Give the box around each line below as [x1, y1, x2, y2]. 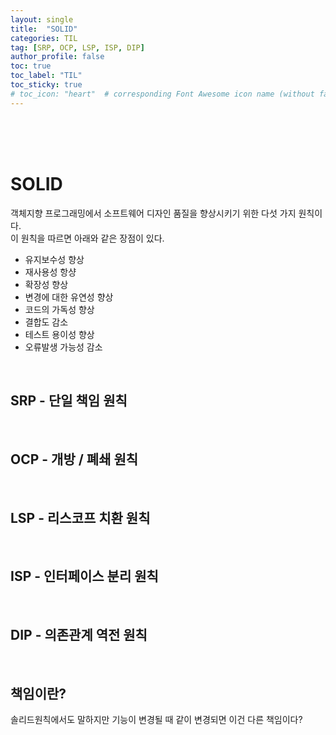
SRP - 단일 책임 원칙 [10, 392, 128, 409]
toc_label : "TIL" [10, 71, 83, 81]
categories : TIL [10, 33, 78, 43]
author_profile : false [10, 52, 105, 62]
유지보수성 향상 [24, 253, 85, 265]
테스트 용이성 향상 [24, 328, 95, 340]
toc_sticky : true [10, 80, 83, 90]
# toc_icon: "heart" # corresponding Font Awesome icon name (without [10, 89, 315, 99]
